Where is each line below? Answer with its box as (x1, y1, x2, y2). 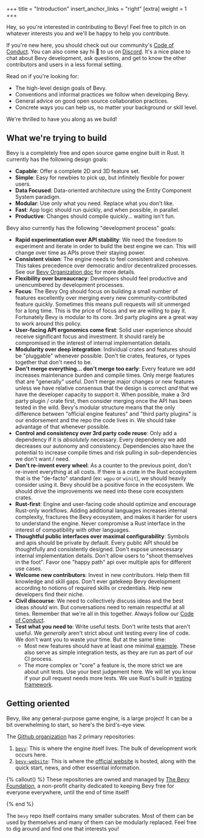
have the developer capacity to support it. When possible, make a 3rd (15, 391, 190, 398)
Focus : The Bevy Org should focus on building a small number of (15, 288, 178, 295)
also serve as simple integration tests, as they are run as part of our (24, 649, 193, 656)
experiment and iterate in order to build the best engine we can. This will (15, 242, 196, 249)
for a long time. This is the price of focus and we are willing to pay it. (15, 306, 187, 314)
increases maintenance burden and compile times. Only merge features (15, 371, 194, 379)
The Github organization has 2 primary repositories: (6, 732, 135, 740)
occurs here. (15, 751, 47, 758)
